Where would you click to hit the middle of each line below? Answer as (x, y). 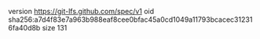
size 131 (55, 28)
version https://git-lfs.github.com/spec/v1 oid (81, 11)
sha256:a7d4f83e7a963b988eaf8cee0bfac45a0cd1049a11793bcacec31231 (130, 19)
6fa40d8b (24, 28)
